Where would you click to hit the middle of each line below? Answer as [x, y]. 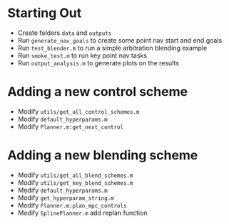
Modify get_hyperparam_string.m [66, 198]
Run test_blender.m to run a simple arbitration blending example [112, 48]
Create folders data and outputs [65, 33]
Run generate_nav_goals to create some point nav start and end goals [120, 40]
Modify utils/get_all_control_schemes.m [78, 111]
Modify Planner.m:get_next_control [70, 127]
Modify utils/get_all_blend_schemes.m [75, 175]
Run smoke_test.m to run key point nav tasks [82, 55]
